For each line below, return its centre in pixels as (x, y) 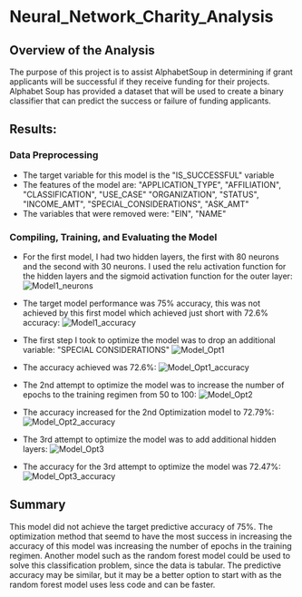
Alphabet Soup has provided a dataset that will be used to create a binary (146, 91)
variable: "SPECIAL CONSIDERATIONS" (96, 349)
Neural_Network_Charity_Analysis (141, 17)
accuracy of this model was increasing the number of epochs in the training (151, 545)
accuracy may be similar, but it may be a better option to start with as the (146, 574)
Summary (38, 505)
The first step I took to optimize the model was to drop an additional (149, 340)
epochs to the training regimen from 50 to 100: (109, 394)
